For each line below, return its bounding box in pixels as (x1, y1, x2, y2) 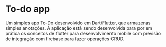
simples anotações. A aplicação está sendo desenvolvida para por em (5, 25, 152, 31)
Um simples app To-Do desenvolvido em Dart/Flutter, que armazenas (5, 20, 151, 26)
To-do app (5, 3, 50, 15)
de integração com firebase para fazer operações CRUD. (5, 36, 125, 42)
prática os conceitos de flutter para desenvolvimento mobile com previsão (5, 30, 161, 36)
